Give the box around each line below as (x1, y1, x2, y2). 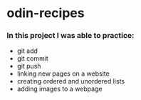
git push (16, 62, 41, 71)
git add (16, 46, 38, 55)
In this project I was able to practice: (6, 31, 135, 41)
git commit (16, 54, 49, 63)
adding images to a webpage (16, 84, 103, 94)
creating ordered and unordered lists (16, 77, 125, 86)
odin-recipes (6, 5, 85, 21)
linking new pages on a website (16, 69, 110, 78)
